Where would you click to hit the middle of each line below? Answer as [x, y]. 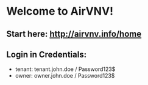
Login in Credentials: [47, 54]
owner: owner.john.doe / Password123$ [65, 76]
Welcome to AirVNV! [60, 11]
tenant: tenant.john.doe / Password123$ [65, 69]
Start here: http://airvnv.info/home [74, 34]
